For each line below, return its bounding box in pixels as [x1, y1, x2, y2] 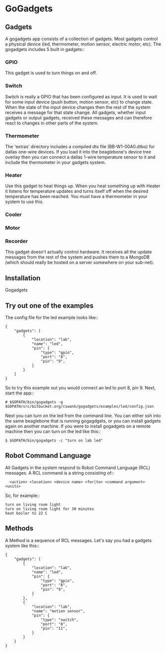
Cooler [5, 211, 22, 218]
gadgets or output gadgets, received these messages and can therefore [5, 114, 152, 120]
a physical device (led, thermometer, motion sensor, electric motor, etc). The [5, 41, 162, 47]
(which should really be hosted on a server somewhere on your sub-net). [5, 260, 155, 266]
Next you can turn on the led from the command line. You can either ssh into [5, 412, 161, 419]
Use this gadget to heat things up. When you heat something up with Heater [5, 183, 161, 189]
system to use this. [5, 199, 44, 205]
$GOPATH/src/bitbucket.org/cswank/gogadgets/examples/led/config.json [5, 404, 154, 409]
